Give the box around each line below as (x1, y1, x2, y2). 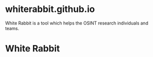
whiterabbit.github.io (5, 3, 95, 15)
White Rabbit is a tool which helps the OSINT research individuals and (5, 20, 149, 26)
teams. (5, 25, 19, 31)
